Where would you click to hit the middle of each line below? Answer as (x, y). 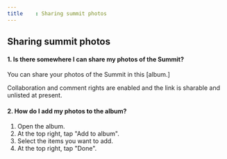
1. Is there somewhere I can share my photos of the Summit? (96, 59)
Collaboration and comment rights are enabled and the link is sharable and (114, 88)
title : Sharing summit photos (57, 13)
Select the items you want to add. (65, 141)
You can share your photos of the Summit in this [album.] (89, 75)
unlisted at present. (35, 95)
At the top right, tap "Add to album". (68, 134)
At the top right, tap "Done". (57, 149)
